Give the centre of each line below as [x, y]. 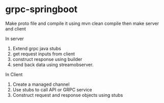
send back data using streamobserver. [53, 64]
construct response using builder [47, 59]
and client [16, 28]
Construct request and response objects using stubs [68, 95]
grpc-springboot [42, 9]
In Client [14, 74]
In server [15, 39]
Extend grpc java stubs [37, 48]
